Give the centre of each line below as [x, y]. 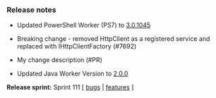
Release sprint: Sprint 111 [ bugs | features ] [70, 87]
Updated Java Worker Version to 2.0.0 [72, 74]
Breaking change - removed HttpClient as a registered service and [113, 39]
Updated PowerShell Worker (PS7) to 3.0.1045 [84, 25]
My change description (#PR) [60, 60]
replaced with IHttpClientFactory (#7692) [77, 47]
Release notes [31, 10]
